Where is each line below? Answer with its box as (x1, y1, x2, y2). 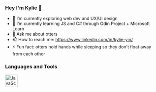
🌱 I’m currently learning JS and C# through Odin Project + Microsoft (12, 21, 150, 26)
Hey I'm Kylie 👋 (5, 4, 42, 11)
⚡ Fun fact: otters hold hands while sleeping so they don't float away (12, 44, 152, 50)
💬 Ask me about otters (12, 31, 58, 37)
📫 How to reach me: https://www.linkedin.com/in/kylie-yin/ (12, 37, 133, 43)
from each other (12, 51, 45, 57)
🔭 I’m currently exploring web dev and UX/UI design (12, 16, 118, 22)
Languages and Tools (5, 63, 58, 70)
